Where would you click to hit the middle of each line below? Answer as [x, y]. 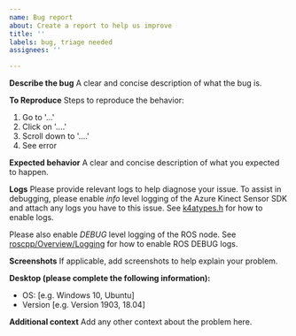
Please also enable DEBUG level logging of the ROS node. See [123, 234]
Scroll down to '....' [56, 136]
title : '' [27, 34]
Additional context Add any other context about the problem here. [131, 322]
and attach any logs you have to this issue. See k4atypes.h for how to [136, 208]
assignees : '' [35, 50]
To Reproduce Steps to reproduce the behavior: [97, 100]
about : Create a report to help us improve [91, 26]
